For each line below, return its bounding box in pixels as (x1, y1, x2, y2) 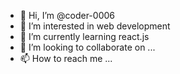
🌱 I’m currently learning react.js (19, 31, 150, 42)
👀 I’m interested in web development (19, 20, 171, 32)
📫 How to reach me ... (19, 53, 113, 64)
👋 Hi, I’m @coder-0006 (19, 10, 115, 21)
